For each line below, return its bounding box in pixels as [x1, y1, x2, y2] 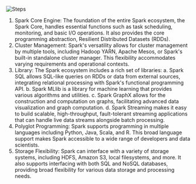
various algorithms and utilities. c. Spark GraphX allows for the [14, 91, 166, 98]
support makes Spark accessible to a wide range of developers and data [14, 135, 191, 142]
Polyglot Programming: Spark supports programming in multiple [14, 123, 169, 130]
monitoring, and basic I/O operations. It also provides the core [14, 29, 165, 36]
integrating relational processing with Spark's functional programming [14, 79, 184, 86]
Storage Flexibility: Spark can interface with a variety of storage [14, 148, 169, 155]
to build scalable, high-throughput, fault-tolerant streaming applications [14, 110, 188, 117]
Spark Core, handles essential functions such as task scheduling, [14, 23, 173, 30]
